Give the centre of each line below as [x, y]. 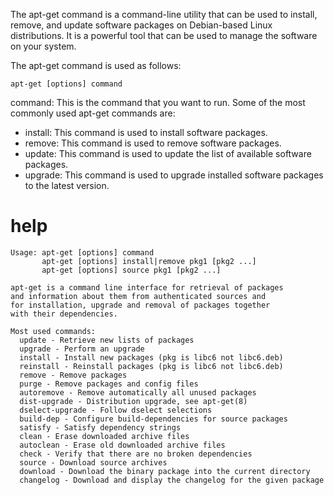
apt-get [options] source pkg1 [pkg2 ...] [131, 270]
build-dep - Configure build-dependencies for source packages [153, 419]
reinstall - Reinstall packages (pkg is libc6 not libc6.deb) [151, 366]
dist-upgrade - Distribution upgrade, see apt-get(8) [133, 401]
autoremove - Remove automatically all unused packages [138, 392]
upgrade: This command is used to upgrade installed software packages [174, 175]
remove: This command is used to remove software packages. [153, 143]
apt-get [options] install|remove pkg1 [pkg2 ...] [149, 261]
